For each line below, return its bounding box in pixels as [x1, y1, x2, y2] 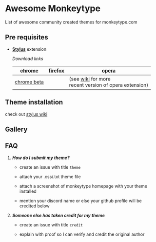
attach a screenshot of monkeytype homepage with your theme [19, 183, 148, 189]
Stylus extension [12, 46, 47, 52]
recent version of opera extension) [69, 81, 149, 88]
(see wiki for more [69, 75, 111, 82]
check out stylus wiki [5, 111, 48, 117]
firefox [48, 67, 65, 74]
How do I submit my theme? [12, 155, 70, 161]
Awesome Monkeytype [5, 3, 101, 14]
